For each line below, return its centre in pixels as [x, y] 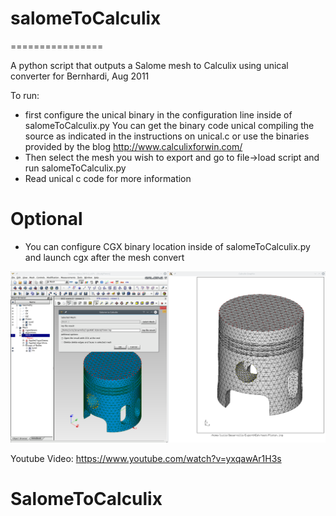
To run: [25, 95]
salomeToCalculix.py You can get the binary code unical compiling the [169, 125]
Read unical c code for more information [108, 178]
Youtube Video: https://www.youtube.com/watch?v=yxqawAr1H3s [146, 459]
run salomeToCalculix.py [75, 168]
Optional [46, 219]
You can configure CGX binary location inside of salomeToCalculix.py [167, 246]
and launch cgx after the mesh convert [104, 257]
